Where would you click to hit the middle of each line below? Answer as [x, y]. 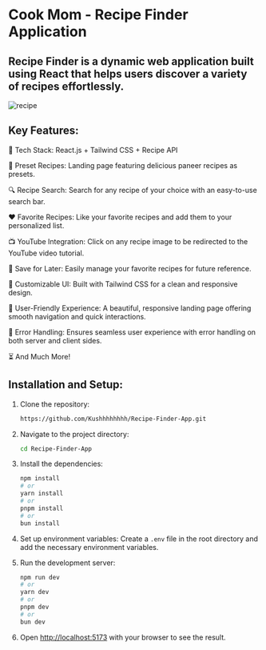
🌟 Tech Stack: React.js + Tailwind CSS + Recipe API [93, 150]
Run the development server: [67, 563]
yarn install [42, 494]
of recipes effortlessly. [66, 86]
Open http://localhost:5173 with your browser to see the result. [123, 637]
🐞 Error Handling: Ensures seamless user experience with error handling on [132, 332]
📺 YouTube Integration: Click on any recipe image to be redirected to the [128, 241]
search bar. [27, 201]
